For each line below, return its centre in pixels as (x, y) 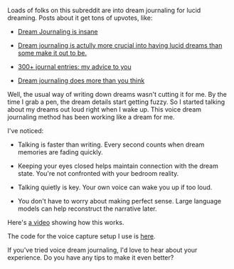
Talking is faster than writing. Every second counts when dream (111, 144)
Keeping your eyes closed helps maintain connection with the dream (118, 166)
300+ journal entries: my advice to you (74, 67)
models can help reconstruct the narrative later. (87, 209)
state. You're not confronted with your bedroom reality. (98, 173)
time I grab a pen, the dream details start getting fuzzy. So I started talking (116, 102)
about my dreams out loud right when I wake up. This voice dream (104, 109)
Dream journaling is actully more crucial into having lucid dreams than (120, 45)
